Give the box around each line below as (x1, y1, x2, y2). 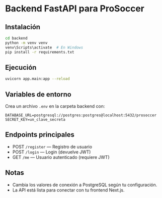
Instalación (5, 23, 41, 31)
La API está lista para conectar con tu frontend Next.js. (12, 187, 125, 193)
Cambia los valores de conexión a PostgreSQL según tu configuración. (12, 182, 158, 188)
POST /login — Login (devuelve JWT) (12, 149, 91, 155)
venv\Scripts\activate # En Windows (5, 45, 83, 50)
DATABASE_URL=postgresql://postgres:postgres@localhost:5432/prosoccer (5, 113, 157, 118)
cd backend (5, 36, 28, 41)
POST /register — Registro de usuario (12, 144, 92, 149)
